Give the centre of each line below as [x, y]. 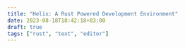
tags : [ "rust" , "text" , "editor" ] [58, 34]
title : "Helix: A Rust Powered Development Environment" [93, 14]
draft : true [25, 27]
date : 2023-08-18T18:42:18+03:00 [56, 20]
